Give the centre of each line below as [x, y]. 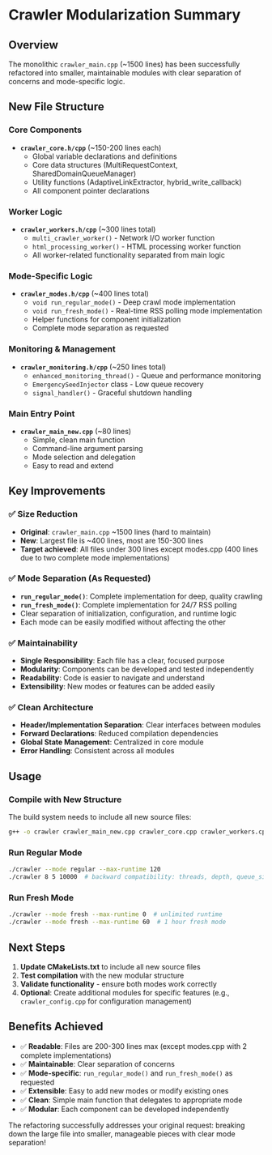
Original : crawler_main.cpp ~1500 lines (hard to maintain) [115, 531]
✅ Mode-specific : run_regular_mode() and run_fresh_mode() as [126, 1073]
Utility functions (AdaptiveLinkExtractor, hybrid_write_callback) [137, 182]
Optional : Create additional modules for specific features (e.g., [125, 992]
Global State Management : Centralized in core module [112, 742]
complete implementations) [66, 1055]
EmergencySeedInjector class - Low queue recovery [118, 384]
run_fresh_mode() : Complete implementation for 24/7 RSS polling [128, 604]
